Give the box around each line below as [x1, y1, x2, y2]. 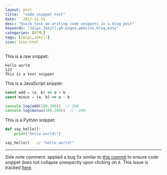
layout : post [5, 7, 32, 12]
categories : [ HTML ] [5, 30, 46, 35]
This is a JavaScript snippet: [5, 80, 63, 86]
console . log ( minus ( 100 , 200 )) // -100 [5, 108, 85, 113]
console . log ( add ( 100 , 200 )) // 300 [5, 103, 79, 108]
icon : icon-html [5, 40, 39, 45]
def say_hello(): [5, 127, 41, 132]
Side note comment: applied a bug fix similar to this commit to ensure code [5, 154, 159, 160]
